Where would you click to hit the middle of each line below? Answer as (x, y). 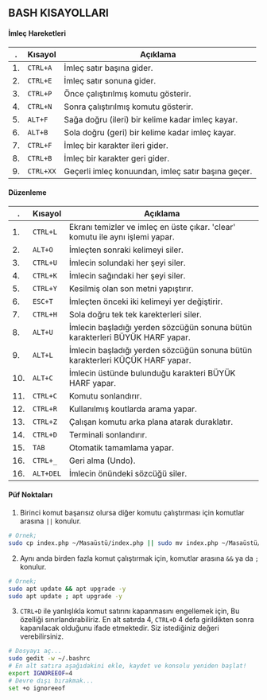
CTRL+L (45, 231)
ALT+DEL (47, 473)
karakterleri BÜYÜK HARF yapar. (130, 337)
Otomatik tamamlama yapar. (122, 447)
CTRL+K (45, 275)
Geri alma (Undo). (102, 461)
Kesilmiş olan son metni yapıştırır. (131, 288)
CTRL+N (40, 106)
